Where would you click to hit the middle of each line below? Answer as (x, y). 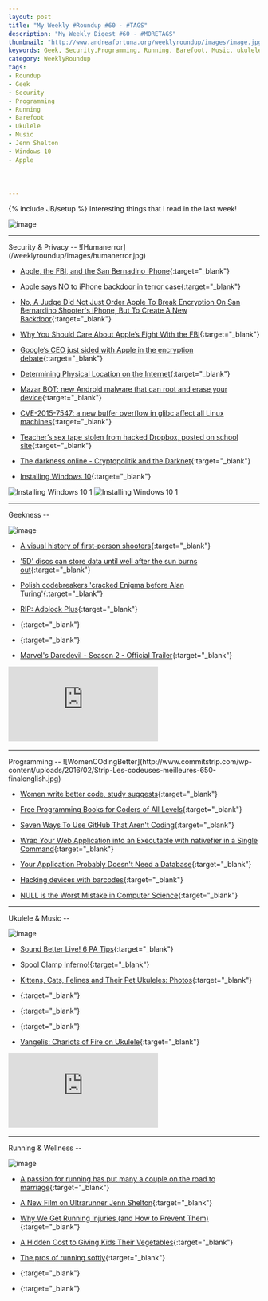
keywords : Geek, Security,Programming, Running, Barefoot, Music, (121, 51)
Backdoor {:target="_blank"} (65, 319)
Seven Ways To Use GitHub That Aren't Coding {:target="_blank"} (127, 825)
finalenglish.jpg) (35, 779)
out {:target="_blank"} (55, 570)
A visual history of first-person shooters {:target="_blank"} (115, 546)
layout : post (30, 17)
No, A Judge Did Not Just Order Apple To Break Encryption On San (130, 302)
